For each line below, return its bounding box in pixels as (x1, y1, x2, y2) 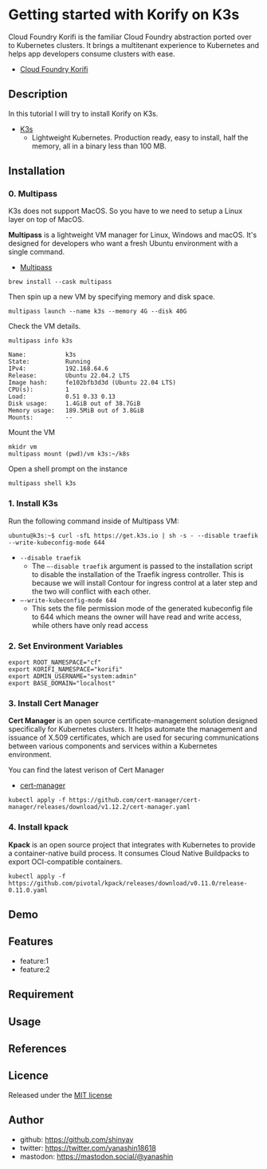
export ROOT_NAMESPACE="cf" (8, 658, 102, 667)
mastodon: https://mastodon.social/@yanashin (19, 1151, 174, 1161)
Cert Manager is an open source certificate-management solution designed (8, 716, 257, 725)
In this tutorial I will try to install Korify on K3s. (8, 109, 159, 118)
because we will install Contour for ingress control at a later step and (31, 578, 257, 587)
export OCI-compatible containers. (8, 856, 123, 867)
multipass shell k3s (8, 480, 77, 488)
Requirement (8, 988, 74, 1001)
